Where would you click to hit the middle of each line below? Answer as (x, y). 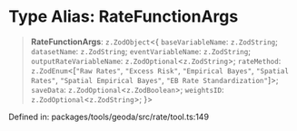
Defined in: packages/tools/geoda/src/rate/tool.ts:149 (109, 117)
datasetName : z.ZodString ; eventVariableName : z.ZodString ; (141, 51)
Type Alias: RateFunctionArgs (124, 17)
